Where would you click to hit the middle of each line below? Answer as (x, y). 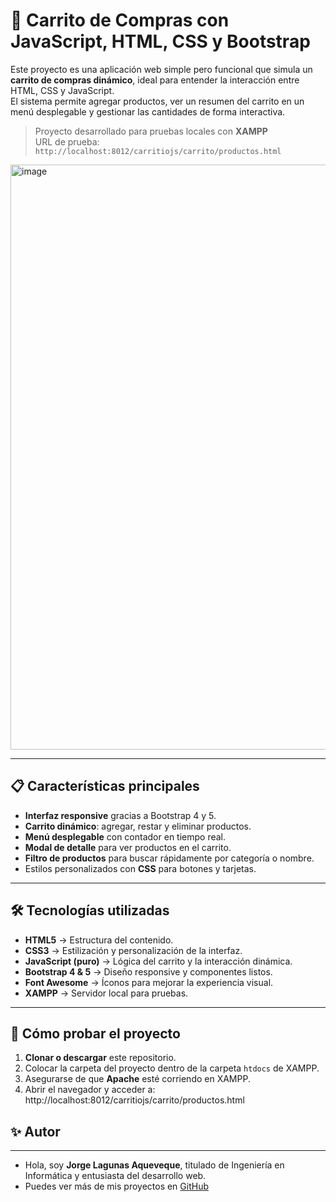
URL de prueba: (67, 141)
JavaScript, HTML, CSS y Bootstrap (160, 41)
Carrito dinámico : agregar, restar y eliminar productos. (138, 826)
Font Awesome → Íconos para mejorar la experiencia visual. (149, 982)
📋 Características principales (105, 786)
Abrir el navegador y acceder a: (90, 1090)
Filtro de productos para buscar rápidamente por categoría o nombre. (169, 858)
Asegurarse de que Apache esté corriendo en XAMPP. (137, 1079)
